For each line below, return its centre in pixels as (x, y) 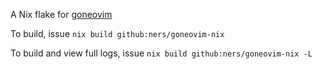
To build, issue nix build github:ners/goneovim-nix (117, 33)
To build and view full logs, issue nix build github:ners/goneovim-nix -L (161, 53)
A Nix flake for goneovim (61, 14)
